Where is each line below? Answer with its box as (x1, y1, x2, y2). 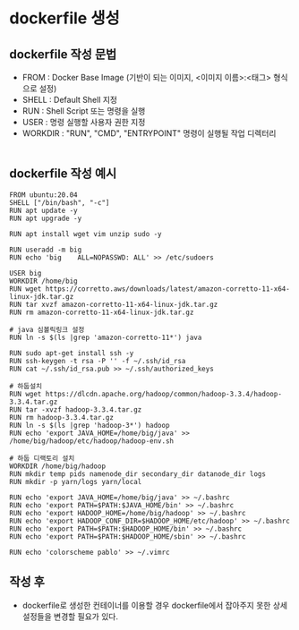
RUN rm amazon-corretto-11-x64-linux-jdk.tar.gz (9, 308, 194, 317)
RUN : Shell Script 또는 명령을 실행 (21, 106, 146, 116)
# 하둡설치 (9, 381, 43, 390)
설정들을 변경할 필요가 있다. (21, 610, 119, 622)
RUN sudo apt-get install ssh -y (9, 348, 134, 358)
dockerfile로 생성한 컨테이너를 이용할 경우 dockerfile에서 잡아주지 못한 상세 (21, 600, 288, 610)
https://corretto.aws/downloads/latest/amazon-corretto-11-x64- (45, 284, 291, 294)
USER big (9, 268, 42, 277)
